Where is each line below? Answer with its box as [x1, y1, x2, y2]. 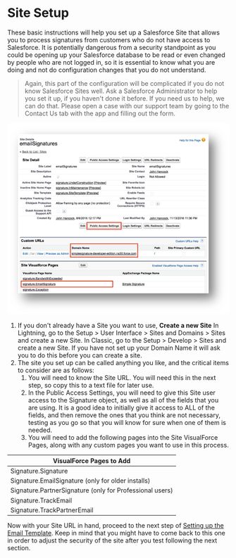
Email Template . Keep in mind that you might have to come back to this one [7, 529, 225, 538]
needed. [27, 426, 53, 434]
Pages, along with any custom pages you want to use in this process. [27, 441, 229, 450]
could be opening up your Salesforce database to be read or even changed [7, 51, 225, 59]
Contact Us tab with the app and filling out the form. [24, 109, 176, 118]
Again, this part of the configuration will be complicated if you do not [24, 79, 225, 87]
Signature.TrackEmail [10, 496, 73, 505]
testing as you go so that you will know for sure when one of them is [27, 419, 227, 427]
